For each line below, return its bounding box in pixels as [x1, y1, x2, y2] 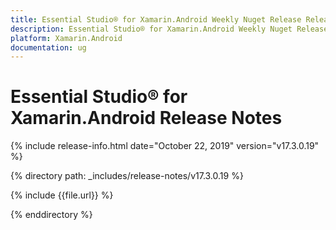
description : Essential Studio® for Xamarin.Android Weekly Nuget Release [10, 24, 329, 34]
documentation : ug [10, 42, 87, 53]
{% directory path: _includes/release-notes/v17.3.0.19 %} [10, 170, 244, 182]
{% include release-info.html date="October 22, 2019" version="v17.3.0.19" [10, 140, 320, 152]
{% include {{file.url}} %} [10, 189, 114, 201]
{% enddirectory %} [10, 209, 93, 221]
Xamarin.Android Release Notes [10, 107, 283, 130]
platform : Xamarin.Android [10, 33, 123, 43]
